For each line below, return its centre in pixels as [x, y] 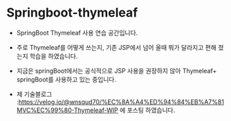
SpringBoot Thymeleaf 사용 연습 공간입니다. [77, 32]
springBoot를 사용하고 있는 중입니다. [66, 79]
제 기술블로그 [34, 94]
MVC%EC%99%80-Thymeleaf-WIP [67, 110]
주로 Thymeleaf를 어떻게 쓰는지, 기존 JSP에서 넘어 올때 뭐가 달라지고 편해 [117, 47]
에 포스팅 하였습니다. [147, 110]
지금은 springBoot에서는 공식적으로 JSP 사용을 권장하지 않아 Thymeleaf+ [117, 71]
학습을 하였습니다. [54, 56]
